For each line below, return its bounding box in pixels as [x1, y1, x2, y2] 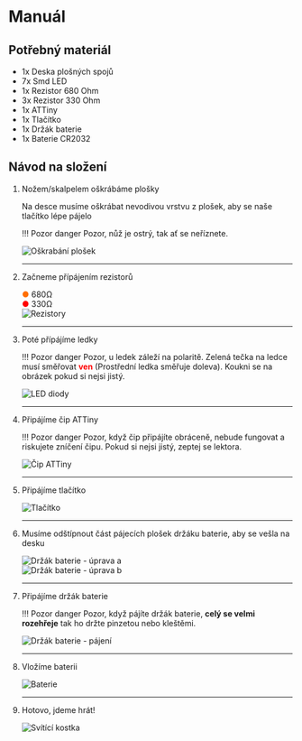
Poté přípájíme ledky [21, 334, 98, 345]
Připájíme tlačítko [21, 485, 87, 496]
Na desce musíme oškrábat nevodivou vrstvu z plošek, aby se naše [21, 200, 272, 211]
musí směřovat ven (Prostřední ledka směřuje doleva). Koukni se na [21, 361, 273, 372]
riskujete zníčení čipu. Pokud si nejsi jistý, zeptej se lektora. [21, 440, 243, 452]
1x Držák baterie [21, 124, 82, 134]
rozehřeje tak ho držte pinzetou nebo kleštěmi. [21, 617, 197, 628]
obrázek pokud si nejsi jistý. [21, 370, 125, 381]
